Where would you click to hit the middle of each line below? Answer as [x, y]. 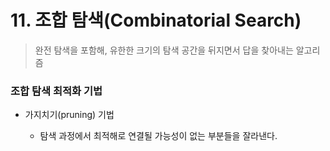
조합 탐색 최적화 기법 [56, 91]
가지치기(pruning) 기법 [69, 115]
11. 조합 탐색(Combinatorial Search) [156, 20]
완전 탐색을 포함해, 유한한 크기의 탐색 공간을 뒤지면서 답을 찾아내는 [164, 50]
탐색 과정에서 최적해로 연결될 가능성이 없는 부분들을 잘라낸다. [158, 136]
